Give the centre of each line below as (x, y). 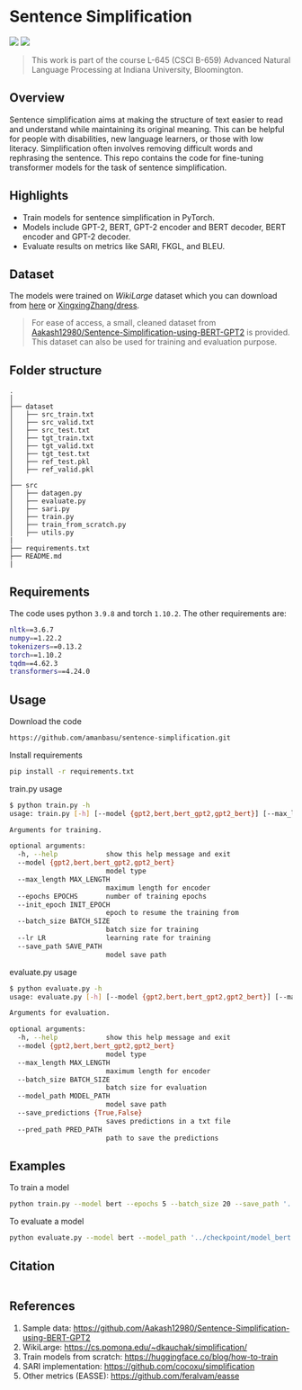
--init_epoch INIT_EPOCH (64, 905)
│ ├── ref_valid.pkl (52, 470)
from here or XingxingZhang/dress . (75, 305)
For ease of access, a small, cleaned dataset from (124, 323)
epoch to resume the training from (173, 913)
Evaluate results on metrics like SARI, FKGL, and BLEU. (124, 246)
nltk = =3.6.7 (31, 630)
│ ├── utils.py (42, 533)
